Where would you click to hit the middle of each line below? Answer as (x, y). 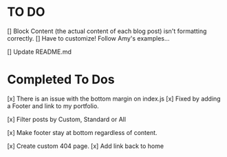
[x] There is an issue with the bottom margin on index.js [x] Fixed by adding (114, 98)
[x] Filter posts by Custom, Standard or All (66, 119)
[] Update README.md (40, 52)
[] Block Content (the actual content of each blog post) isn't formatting (107, 31)
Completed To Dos (61, 80)
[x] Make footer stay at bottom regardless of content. (82, 132)
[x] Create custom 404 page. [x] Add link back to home (85, 146)
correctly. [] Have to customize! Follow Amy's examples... (88, 38)
